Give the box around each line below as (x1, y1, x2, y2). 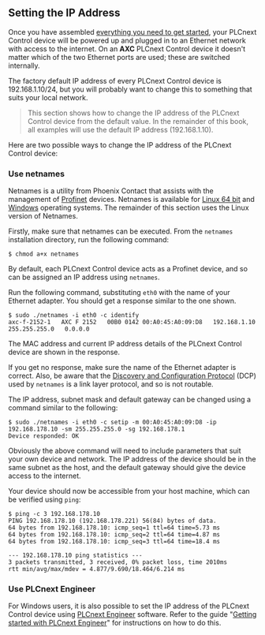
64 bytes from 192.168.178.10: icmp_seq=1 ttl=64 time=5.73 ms (8, 524, 221, 532)
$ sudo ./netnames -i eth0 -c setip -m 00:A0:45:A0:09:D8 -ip (8, 418, 217, 427)
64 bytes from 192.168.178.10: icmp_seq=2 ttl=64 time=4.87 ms (8, 531, 221, 539)
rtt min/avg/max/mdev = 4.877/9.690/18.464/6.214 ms (8, 566, 185, 573)
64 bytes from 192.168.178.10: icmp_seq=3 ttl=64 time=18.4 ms (8, 538, 221, 546)
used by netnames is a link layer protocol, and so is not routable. (8, 379, 215, 389)
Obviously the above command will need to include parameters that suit (8, 446, 242, 456)
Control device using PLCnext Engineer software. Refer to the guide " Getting (8, 610, 257, 619)
